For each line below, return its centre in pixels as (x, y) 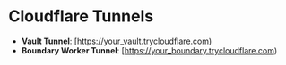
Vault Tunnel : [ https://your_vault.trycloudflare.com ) (117, 41)
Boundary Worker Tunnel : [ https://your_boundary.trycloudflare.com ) (149, 50)
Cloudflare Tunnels (81, 16)
